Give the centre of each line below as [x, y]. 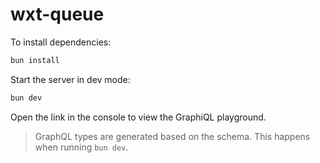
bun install [35, 60]
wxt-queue [57, 14]
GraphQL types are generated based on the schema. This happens [172, 136]
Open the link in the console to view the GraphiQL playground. [138, 117]
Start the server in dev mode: [70, 79]
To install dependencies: [61, 42]
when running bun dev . [81, 147]
